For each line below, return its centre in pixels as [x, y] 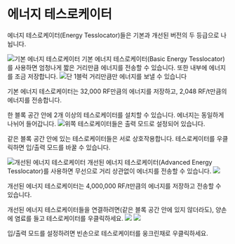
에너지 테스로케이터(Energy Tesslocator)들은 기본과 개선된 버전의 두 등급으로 [113, 35]
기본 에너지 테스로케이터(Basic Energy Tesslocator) [154, 59]
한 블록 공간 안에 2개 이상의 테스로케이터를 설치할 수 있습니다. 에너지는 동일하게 [116, 115]
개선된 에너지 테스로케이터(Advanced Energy [150, 162]
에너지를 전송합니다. [34, 100]
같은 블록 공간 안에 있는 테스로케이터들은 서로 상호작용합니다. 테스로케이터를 [111, 138]
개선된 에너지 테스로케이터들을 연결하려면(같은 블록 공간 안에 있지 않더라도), [110, 209]
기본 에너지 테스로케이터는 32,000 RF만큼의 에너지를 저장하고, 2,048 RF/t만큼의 [117, 91]
